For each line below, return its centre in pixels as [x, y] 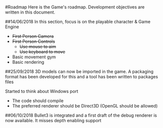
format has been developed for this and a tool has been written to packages [81, 77]
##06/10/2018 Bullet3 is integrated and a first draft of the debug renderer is [81, 115]
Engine [12, 27]
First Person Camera [33, 36]
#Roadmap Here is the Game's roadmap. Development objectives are [75, 7]
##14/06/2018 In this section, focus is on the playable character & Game [78, 22]
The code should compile [38, 101]
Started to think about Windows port [42, 91]
